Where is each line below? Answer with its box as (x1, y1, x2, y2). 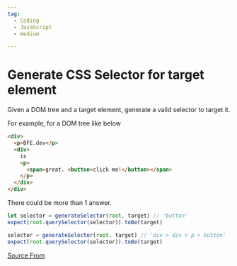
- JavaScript (13, 23, 52, 31)
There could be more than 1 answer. (7, 199, 112, 207)
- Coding (13, 17, 40, 24)
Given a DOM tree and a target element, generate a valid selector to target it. (7, 106, 231, 114)
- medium (13, 30, 40, 38)
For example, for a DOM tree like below (7, 119, 122, 128)
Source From (7, 251, 45, 260)
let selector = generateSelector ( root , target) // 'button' (7, 212, 189, 220)
